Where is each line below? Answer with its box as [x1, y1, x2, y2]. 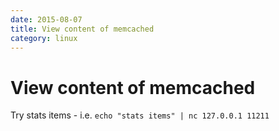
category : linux [10, 33, 78, 43]
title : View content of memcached [10, 24, 155, 34]
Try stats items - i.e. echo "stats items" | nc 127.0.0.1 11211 [10, 109, 270, 121]
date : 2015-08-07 [10, 14, 83, 25]
